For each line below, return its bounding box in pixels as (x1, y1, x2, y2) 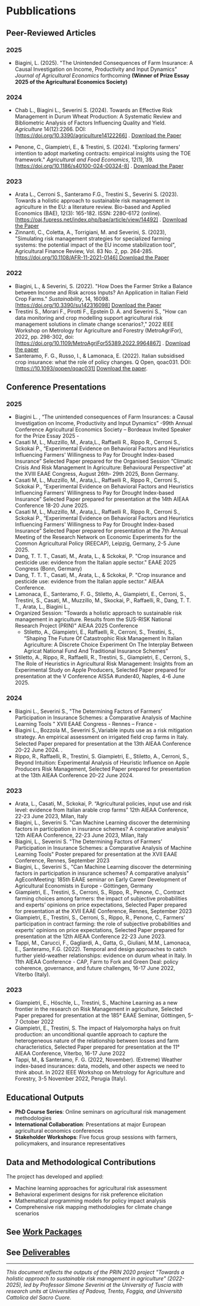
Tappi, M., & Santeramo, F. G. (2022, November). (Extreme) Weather (14, 1056, 183, 1064)
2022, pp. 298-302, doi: (14, 333, 74, 340)
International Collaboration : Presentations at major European (14, 1121, 166, 1128)
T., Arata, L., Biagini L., (14, 603, 70, 610)
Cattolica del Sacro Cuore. (6, 1294, 71, 1301)
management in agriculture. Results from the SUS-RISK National (14, 616, 172, 623)
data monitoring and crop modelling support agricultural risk (14, 314, 162, 321)
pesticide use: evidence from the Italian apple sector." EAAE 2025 (14, 559, 177, 566)
